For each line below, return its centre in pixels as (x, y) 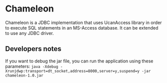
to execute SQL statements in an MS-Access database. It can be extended (82, 27)
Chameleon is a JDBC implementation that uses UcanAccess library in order (83, 22)
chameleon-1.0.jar (24, 75)
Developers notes (33, 49)
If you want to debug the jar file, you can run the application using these (79, 61)
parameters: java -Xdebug (32, 66)
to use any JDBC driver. (29, 33)
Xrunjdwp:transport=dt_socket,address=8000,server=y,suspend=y (72, 71)
